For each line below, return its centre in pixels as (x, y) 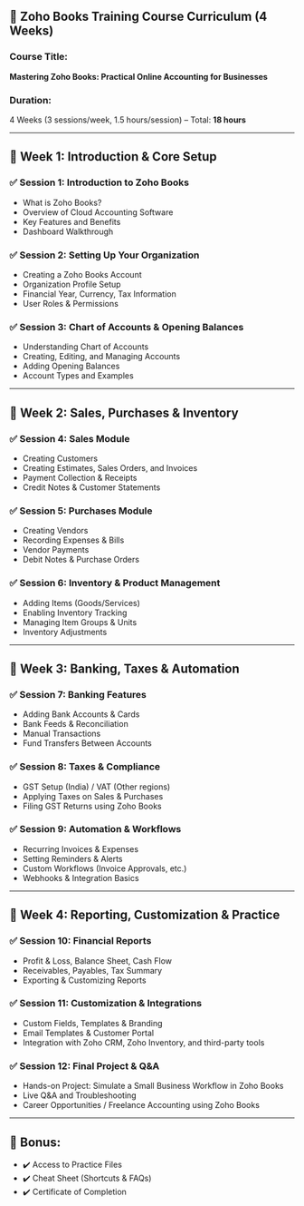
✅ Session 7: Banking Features (78, 694)
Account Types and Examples (78, 376)
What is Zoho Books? (62, 202)
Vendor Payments (56, 550)
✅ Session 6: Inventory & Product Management (115, 583)
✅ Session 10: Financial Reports (81, 941)
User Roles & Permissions (71, 303)
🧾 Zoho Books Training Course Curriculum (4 (138, 17)
